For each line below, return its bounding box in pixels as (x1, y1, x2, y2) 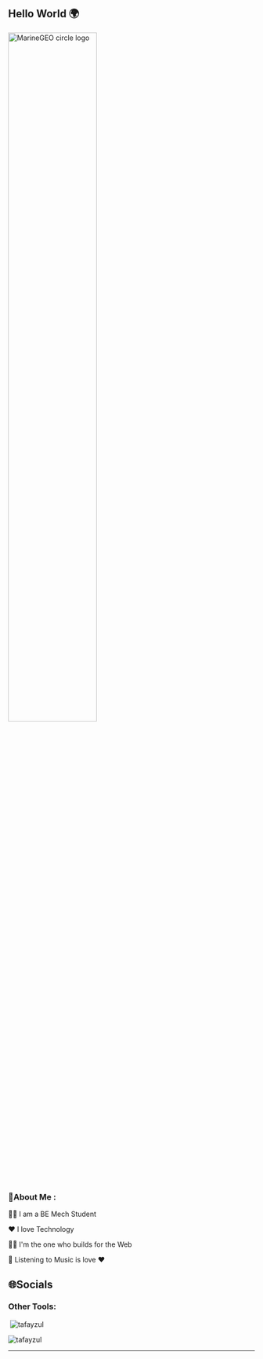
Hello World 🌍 (8, 7, 80, 20)
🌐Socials (8, 1277, 53, 1291)
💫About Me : (8, 1191, 56, 1202)
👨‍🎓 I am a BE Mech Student (8, 1209, 96, 1219)
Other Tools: (8, 1301, 56, 1312)
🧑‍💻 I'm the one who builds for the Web (8, 1240, 132, 1249)
